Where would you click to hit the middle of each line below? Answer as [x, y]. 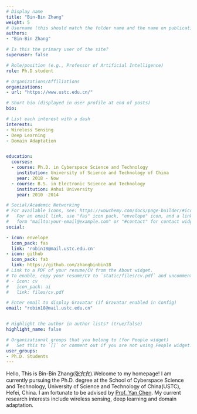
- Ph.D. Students [27, 356]
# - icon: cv [22, 281]
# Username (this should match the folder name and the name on [86, 28]
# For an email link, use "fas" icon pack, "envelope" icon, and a [93, 216]
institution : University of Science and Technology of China [93, 173]
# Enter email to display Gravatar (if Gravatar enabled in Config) [91, 303]
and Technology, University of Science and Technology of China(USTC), [94, 386]
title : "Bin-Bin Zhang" [35, 17]
